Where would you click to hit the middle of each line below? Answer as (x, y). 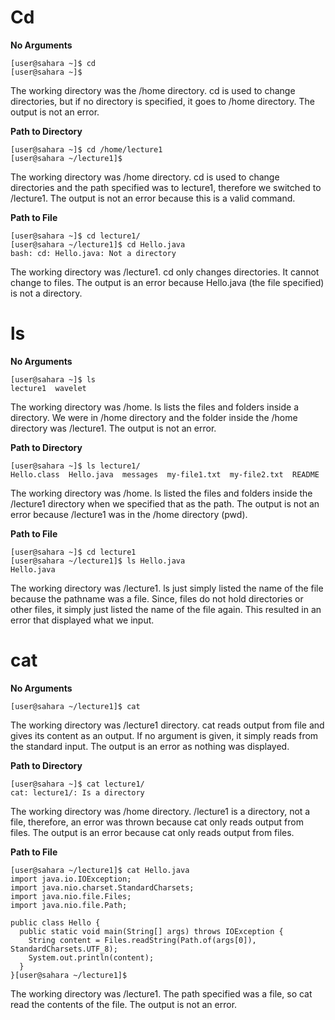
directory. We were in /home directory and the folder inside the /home (154, 417)
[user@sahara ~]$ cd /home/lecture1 (86, 149)
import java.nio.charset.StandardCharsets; (102, 887)
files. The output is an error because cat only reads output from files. (152, 832)
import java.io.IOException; (71, 879)
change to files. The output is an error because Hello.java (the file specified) (167, 282)
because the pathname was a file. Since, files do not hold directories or (157, 598)
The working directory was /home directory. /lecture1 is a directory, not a (160, 811)
